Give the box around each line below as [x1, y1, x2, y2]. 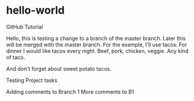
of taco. [6, 53, 26, 61]
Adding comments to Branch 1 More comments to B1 [6, 88, 135, 95]
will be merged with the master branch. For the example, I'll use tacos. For [6, 41, 187, 48]
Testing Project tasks [6, 77, 58, 84]
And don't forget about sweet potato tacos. [6, 65, 112, 72]
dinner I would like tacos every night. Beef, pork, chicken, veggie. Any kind [6, 47, 189, 54]
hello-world [6, 4, 65, 17]
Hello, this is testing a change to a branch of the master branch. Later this [6, 34, 186, 42]
